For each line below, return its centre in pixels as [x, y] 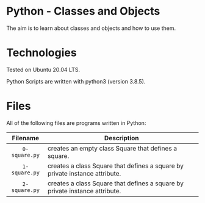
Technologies [42, 53]
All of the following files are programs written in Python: [76, 123]
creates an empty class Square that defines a [113, 148]
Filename [26, 138]
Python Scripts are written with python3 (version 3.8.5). [76, 81]
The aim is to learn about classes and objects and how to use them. [91, 28]
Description [121, 138]
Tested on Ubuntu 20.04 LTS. [43, 69]
